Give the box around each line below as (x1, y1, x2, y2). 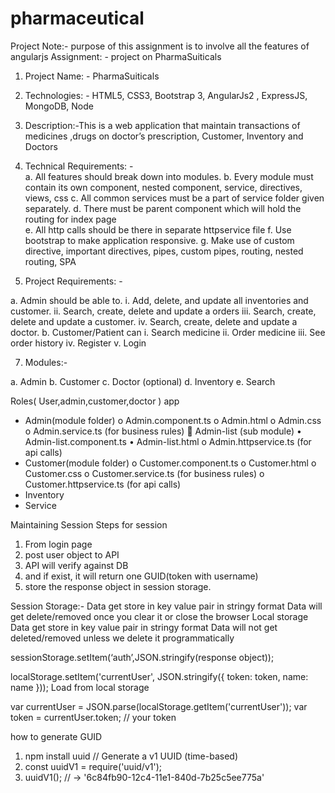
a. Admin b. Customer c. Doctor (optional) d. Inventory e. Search (10, 375, 276, 387)
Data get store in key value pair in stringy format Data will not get (10, 621, 278, 633)
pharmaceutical (10, 7, 145, 30)
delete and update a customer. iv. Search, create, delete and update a (10, 315, 298, 327)
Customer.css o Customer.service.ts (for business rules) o (24, 467, 265, 479)
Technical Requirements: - (24, 160, 134, 172)
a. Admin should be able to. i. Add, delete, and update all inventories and (10, 294, 309, 306)
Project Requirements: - (24, 275, 123, 287)
